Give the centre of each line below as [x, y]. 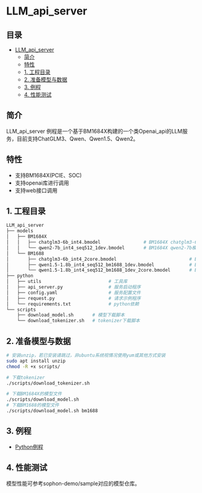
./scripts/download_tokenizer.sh [48, 383]
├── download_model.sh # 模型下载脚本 [71, 315]
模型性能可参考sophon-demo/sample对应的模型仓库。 [73, 483]
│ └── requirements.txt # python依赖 [73, 304]
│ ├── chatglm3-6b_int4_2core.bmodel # [99, 259]
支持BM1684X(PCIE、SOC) [48, 175]
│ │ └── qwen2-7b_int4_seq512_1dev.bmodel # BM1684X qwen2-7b [99, 248]
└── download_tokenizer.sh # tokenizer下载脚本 [78, 321]
